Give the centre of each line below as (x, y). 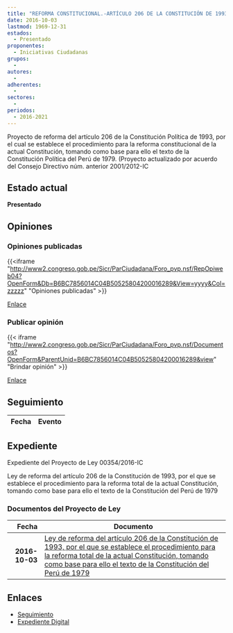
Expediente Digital (43, 622)
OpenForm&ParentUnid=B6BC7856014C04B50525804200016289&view (111, 360)
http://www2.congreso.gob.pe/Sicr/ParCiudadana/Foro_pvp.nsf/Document (117, 345)
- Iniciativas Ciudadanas (51, 53)
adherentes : (24, 85)
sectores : (21, 98)
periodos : (21, 110)
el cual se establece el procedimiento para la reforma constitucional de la (112, 144)
